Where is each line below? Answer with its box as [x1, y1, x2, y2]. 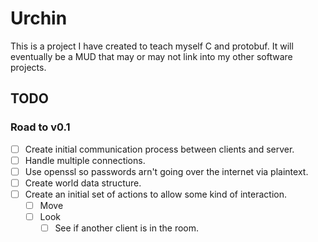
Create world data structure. [24, 177, 142, 189]
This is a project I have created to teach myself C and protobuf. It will [10, 40, 294, 52]
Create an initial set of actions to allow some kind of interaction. [24, 188, 287, 200]
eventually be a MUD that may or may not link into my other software [10, 50, 293, 62]
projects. [10, 61, 47, 73]
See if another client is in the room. [54, 222, 200, 234]
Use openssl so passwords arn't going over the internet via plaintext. [24, 165, 309, 177]
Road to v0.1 [10, 120, 71, 134]
